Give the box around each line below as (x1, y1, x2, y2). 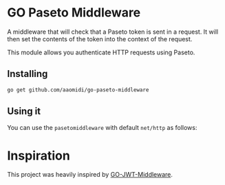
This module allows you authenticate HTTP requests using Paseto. (7, 48, 195, 56)
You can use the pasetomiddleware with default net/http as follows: (7, 124, 197, 132)
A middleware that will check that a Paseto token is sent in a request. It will (7, 28, 219, 36)
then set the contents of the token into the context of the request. (7, 34, 193, 43)
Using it (7, 105, 41, 118)
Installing (7, 68, 48, 80)
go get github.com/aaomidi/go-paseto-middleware (7, 86, 149, 94)
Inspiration (7, 148, 70, 163)
